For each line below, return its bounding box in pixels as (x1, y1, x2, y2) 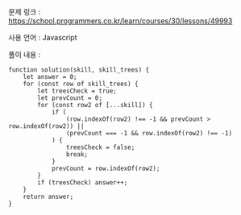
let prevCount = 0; (37, 94, 103, 102)
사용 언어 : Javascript (8, 33, 78, 42)
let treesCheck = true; (37, 87, 117, 95)
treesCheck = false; (65, 143, 135, 151)
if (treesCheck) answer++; (37, 179, 128, 187)
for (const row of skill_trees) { (23, 80, 139, 88)
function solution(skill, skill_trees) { (8, 66, 150, 74)
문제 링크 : (8, 7, 41, 16)
